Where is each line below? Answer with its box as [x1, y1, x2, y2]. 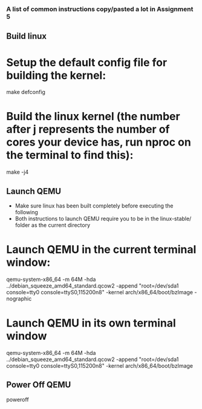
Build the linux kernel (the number [6, 110, 180, 123]
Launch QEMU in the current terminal [6, 243, 197, 257]
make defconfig [6, 89, 45, 96]
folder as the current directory [15, 221, 91, 229]
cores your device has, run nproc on [6, 135, 192, 149]
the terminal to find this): [6, 148, 134, 162]
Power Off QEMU [6, 380, 71, 390]
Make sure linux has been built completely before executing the [15, 202, 174, 209]
